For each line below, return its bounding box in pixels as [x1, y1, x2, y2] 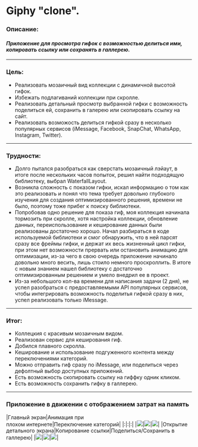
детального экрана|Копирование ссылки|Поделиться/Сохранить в [6, 427, 175, 434]
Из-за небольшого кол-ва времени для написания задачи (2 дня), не [14, 277, 189, 284]
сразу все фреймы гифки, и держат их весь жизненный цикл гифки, [14, 240, 186, 247]
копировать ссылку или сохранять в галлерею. [6, 46, 130, 53]
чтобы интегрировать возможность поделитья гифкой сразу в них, [14, 290, 184, 297]
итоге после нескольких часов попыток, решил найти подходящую [14, 171, 184, 178]
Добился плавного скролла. [14, 343, 86, 350]
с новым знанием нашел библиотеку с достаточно [14, 265, 143, 272]
